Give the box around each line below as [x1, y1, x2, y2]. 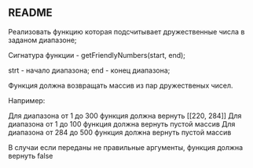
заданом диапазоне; [8, 35, 77, 45]
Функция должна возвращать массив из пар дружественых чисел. [8, 80, 233, 90]
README [8, 6, 53, 20]
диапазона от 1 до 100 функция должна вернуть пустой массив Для [8, 119, 236, 128]
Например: [8, 95, 46, 105]
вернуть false [8, 151, 53, 160]
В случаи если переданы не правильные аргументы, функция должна [8, 142, 244, 152]
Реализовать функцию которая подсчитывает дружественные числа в [8, 27, 245, 36]
